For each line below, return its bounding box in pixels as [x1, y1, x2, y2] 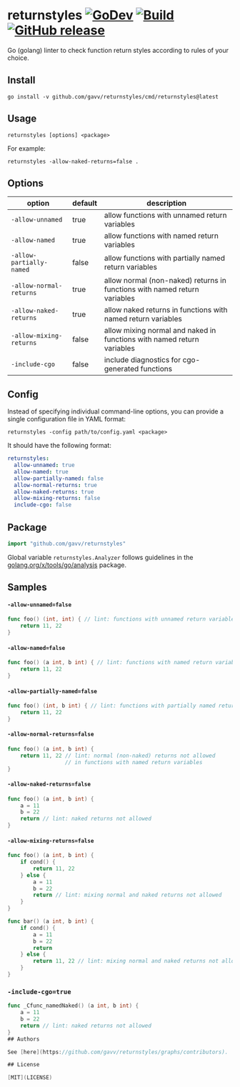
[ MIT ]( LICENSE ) [7, 1074, 53, 1081]
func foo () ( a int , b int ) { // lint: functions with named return [7, 659, 213, 666]
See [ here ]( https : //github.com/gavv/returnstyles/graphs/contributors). [7, 1048, 229, 1056]
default [72, 199, 98, 209]
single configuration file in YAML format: [7, 415, 126, 424]
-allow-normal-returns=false [7, 731, 94, 738]
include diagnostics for [104, 355, 181, 365]
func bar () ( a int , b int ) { [7, 918, 94, 925]
